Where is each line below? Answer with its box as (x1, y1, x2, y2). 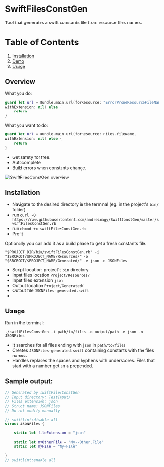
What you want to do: (5, 122, 48, 128)
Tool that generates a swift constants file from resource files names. (5, 20, 143, 25)
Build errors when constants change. (12, 165, 87, 171)
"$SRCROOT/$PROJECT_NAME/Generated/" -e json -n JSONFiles (5, 258, 128, 263)
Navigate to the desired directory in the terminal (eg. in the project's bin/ (12, 201, 159, 207)
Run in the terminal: (5, 320, 44, 326)
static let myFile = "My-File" (14, 444, 78, 449)
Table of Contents (5, 37, 79, 48)
